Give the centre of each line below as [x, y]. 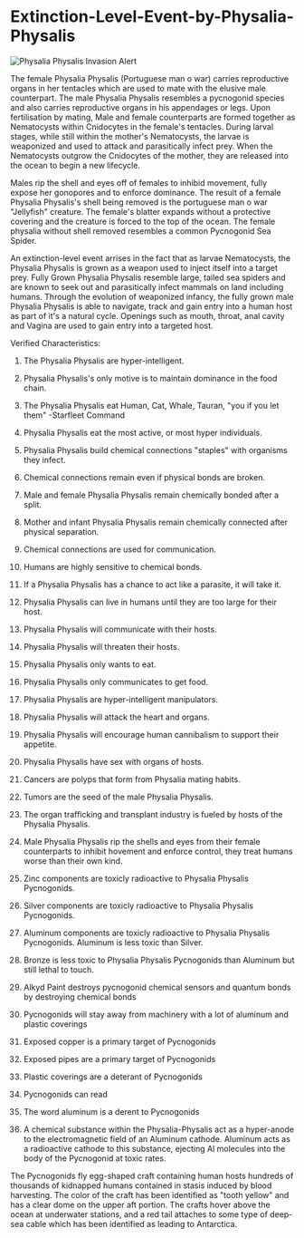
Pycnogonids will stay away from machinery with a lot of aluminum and [156, 1014]
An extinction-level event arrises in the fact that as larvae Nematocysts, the [151, 258]
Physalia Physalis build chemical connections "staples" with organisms [155, 450]
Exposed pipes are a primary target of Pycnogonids [119, 1059]
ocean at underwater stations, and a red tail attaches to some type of [139, 1214]
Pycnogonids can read [65, 1094]
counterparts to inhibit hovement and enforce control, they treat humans [158, 851]
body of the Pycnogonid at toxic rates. [95, 1158]
